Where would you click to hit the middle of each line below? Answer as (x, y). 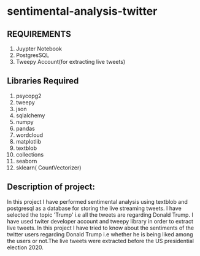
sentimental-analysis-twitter (82, 11)
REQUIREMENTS (39, 34)
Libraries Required (43, 81)
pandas (25, 128)
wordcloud (29, 135)
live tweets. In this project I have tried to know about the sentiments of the (101, 228)
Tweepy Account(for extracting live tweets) (71, 62)
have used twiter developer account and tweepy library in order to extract (100, 221)
